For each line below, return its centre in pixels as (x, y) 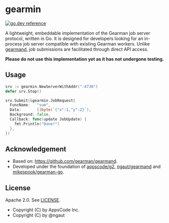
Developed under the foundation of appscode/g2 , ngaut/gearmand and (87, 167)
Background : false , (30, 115)
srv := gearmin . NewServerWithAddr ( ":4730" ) (52, 86)
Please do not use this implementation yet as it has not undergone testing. (85, 59)
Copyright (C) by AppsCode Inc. (46, 210)
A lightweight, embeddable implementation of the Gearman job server (78, 33)
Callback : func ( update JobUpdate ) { (48, 119)
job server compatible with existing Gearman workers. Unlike (86, 43)
